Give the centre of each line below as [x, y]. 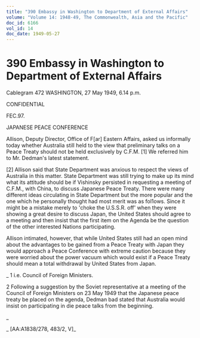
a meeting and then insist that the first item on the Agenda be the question [98, 220]
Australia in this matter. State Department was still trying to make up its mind [100, 176]
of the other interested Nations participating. [61, 227]
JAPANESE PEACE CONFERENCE [47, 127]
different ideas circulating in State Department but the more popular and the [99, 195]
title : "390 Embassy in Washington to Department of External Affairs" [97, 12]
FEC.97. [16, 116]
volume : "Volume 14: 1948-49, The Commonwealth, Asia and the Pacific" [97, 17]
